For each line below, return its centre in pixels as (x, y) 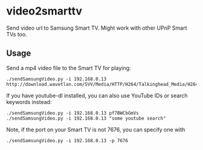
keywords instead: (29, 102)
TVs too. (17, 34)
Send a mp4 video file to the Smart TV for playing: (69, 68)
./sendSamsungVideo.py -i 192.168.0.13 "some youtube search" (86, 118)
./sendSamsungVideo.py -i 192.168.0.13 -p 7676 (67, 140)
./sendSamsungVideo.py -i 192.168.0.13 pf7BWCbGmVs (72, 113)
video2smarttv (44, 11)
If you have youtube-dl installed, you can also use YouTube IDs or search (97, 96)
